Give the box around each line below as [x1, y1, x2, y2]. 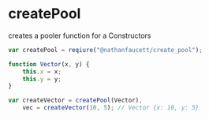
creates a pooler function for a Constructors [8, 31, 151, 40]
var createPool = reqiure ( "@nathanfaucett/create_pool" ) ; [8, 46, 203, 54]
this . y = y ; [22, 75, 62, 83]
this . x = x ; [22, 68, 62, 76]
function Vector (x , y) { [8, 60, 90, 68]
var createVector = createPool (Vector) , [8, 96, 144, 105]
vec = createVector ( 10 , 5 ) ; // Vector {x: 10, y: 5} [22, 104, 200, 112]
